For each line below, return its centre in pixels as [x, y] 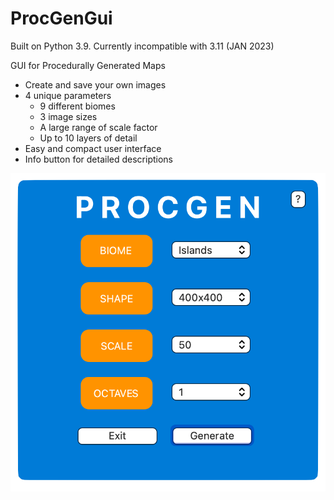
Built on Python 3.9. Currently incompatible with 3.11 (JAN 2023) [142, 46]
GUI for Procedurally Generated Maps [88, 65]
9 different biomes [77, 106]
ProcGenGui [61, 18]
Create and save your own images [95, 84]
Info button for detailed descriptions [98, 159]
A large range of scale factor [98, 127]
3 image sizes [68, 116]
